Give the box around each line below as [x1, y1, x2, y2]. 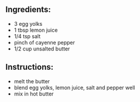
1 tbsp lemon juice [13, 26, 58, 33]
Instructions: [5, 62, 54, 72]
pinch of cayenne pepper [13, 39, 76, 46]
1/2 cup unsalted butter [13, 45, 70, 52]
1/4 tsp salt [13, 32, 41, 40]
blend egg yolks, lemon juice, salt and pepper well [13, 84, 135, 91]
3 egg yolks [13, 20, 43, 27]
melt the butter [13, 77, 50, 84]
